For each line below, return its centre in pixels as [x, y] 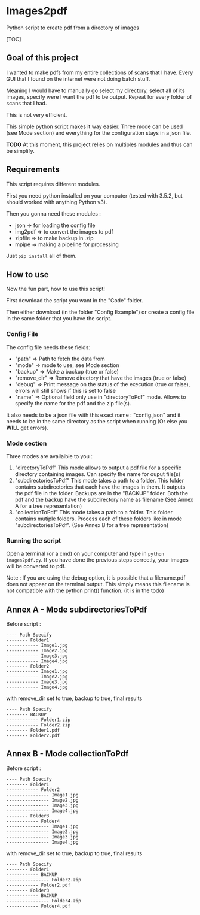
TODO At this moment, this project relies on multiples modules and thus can [99, 144]
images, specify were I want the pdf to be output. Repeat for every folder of [99, 96]
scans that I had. [27, 103]
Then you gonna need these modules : [54, 213]
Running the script [34, 540]
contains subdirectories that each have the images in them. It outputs [100, 487]
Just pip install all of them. [41, 256]
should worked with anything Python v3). [57, 202]
